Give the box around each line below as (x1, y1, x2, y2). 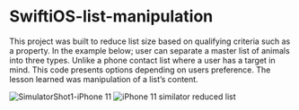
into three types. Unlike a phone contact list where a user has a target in (9, 55, 276, 65)
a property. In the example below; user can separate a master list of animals (9, 45, 290, 55)
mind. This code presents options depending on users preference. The (9, 64, 271, 75)
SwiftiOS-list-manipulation (9, 6, 214, 27)
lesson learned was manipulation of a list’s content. (9, 73, 199, 84)
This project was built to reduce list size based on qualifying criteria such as (9, 36, 291, 47)
